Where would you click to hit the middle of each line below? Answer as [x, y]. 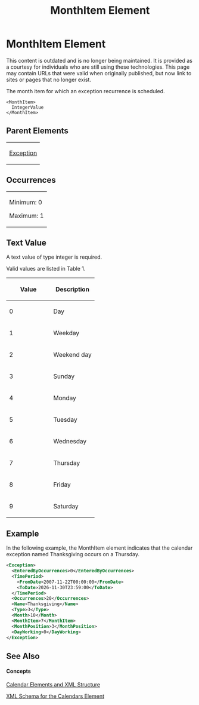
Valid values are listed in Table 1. [46, 269]
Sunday [64, 376]
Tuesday [65, 420]
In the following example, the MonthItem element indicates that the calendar [99, 548]
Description [72, 289]
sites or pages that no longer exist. [49, 79]
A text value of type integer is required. [54, 257]
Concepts [18, 671]
